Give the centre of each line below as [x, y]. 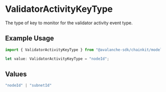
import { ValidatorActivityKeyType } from [49, 50]
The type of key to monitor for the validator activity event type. [69, 23]
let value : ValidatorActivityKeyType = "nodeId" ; [57, 59]
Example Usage [30, 38]
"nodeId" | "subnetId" [28, 86]
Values [16, 74]
